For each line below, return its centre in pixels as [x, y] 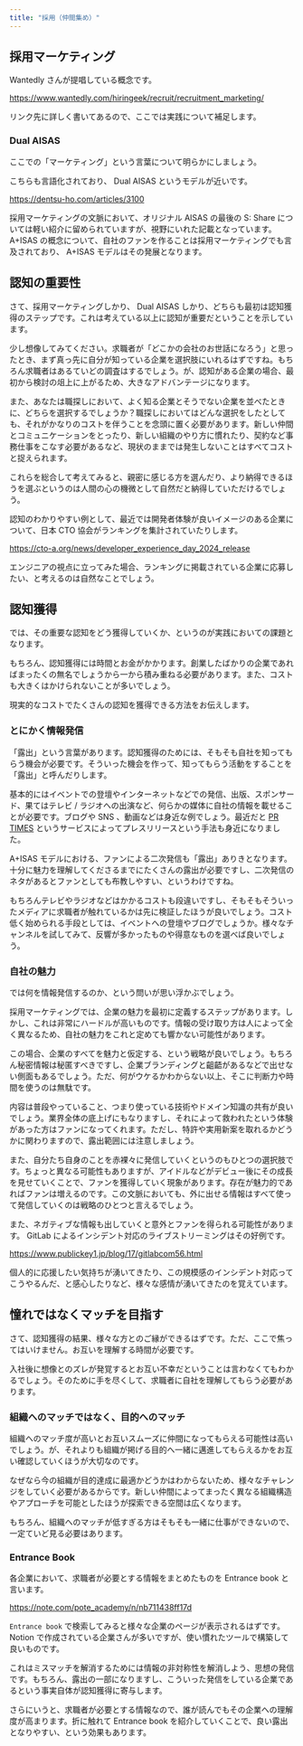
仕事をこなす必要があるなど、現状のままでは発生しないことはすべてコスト [155, 446]
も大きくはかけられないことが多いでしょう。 [92, 686]
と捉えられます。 [41, 458]
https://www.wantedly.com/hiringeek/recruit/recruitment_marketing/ [137, 98]
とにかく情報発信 [47, 731]
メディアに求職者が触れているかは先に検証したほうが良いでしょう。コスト [155, 911]
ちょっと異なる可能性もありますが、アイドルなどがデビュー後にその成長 [159, 1171]
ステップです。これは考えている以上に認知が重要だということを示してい [159, 317]
